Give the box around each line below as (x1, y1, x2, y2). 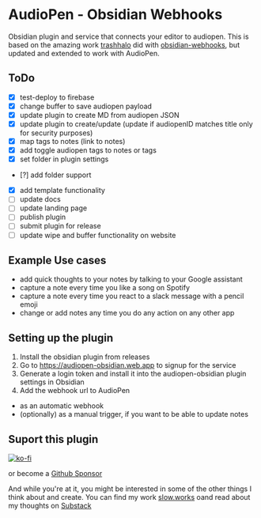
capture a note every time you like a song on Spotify (19, 283, 191, 293)
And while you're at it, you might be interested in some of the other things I (8, 484, 252, 493)
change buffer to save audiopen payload (19, 101, 153, 111)
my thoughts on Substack (8, 501, 93, 510)
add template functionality (19, 186, 105, 195)
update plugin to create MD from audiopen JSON (19, 110, 180, 119)
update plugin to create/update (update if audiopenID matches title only (19, 119, 253, 128)
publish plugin (19, 212, 66, 222)
